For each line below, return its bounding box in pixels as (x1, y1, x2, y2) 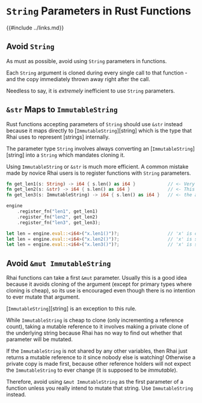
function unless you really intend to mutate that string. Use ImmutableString (6, 384, 194, 392)
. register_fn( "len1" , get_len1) (17, 208, 98, 214)
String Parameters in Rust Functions (6, 4, 191, 18)
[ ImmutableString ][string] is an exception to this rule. (6, 305, 137, 312)
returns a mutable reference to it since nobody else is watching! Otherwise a (6, 354, 195, 361)
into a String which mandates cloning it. (25, 151, 125, 159)
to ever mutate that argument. (6, 293, 80, 301)
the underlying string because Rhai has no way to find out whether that (6, 329, 182, 337)
